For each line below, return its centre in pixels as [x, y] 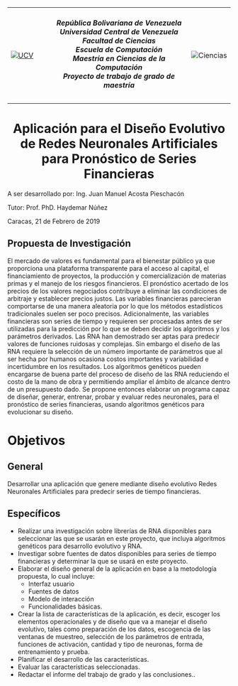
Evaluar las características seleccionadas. [79, 667]
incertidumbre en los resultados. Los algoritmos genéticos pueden [104, 366]
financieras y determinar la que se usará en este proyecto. [103, 561]
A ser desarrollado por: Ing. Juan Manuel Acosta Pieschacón [96, 194]
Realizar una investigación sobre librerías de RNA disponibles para [114, 531]
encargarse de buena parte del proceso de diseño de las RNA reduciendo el [118, 374]
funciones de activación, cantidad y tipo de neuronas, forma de [110, 644]
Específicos [34, 514]
